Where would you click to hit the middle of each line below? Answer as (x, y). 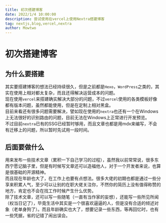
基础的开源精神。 (31, 172)
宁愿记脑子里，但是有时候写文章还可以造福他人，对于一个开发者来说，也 (83, 166)
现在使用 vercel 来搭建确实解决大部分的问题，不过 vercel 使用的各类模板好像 (81, 99)
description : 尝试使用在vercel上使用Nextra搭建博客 (55, 19)
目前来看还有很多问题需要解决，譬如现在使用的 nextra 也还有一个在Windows (82, 111)
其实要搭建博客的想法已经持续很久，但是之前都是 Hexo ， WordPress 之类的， (80, 87)
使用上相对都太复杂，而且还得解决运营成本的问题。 (65, 93)
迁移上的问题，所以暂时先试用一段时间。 (50, 130)
